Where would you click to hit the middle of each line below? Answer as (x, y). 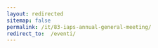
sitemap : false (29, 20)
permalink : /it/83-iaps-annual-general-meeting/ (79, 27)
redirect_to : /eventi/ (41, 34)
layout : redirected (35, 14)
